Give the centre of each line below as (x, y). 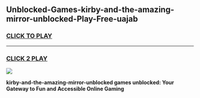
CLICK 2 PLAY (27, 58)
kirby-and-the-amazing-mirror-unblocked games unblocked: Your (90, 82)
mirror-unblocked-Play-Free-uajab (72, 19)
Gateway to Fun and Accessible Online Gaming (65, 88)
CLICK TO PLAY (29, 36)
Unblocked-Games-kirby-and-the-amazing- (90, 10)
